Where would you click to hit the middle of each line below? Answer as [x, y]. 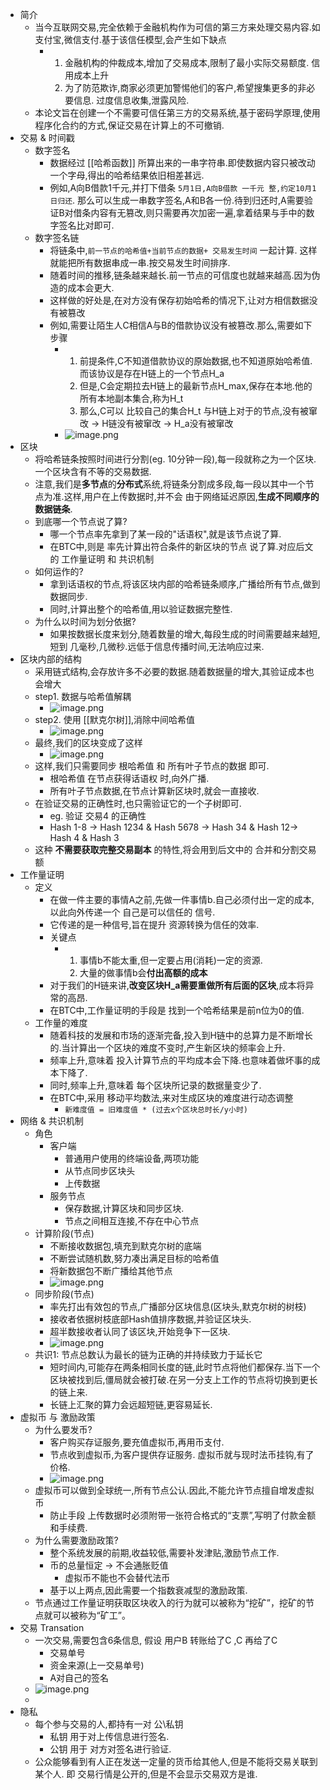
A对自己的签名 [79, 1677]
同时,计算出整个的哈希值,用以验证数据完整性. [141, 609]
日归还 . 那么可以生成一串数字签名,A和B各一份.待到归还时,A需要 [177, 200]
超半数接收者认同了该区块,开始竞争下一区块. [140, 1331]
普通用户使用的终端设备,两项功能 [132, 1158]
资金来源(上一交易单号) [97, 1665]
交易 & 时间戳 [47, 137]
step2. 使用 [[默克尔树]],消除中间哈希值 [115, 719]
